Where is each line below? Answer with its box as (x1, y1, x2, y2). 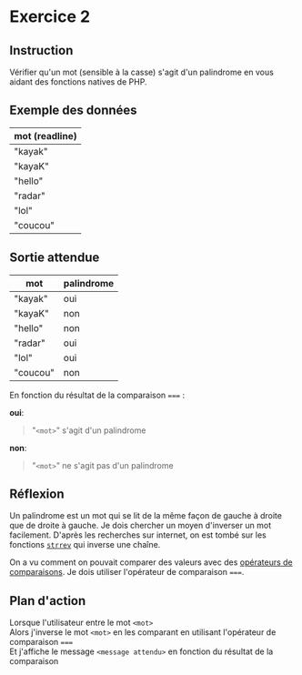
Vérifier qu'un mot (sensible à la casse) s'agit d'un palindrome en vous (9, 66, 275, 77)
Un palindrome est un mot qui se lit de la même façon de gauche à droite (9, 510, 282, 521)
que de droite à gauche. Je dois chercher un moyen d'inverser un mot (9, 520, 271, 531)
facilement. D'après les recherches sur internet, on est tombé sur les (9, 529, 267, 540)
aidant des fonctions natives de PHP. (9, 76, 147, 87)
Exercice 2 (9, 6, 91, 27)
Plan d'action (9, 593, 86, 609)
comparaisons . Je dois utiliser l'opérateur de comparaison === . (9, 567, 245, 578)
